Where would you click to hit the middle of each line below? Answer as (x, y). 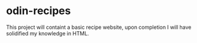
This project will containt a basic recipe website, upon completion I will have (99, 27)
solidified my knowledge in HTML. (48, 33)
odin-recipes (38, 11)
